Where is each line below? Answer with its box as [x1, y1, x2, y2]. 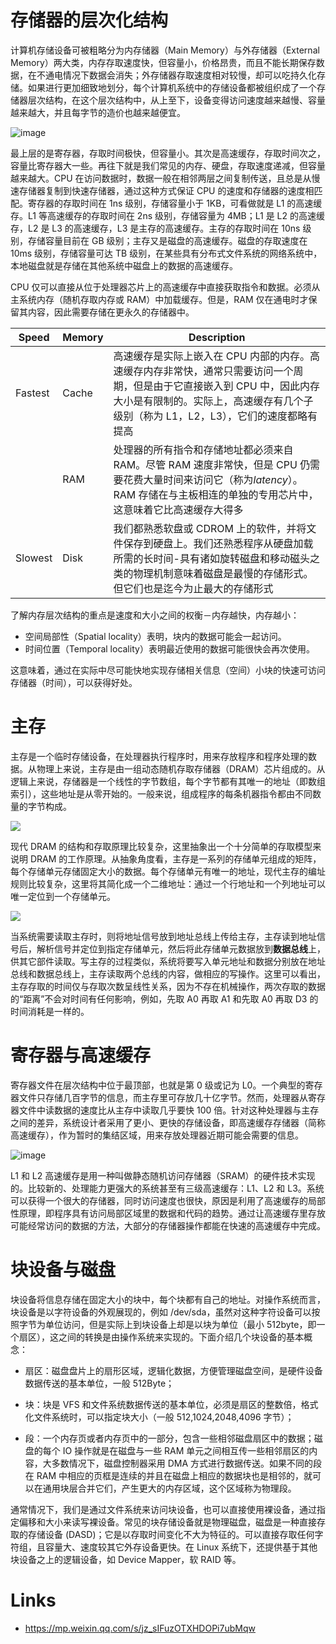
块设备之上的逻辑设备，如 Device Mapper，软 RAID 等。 [10, 1553, 242, 1565]
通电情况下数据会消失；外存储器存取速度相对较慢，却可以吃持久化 [44, 69, 317, 81]
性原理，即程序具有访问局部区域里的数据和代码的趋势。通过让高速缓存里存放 [10, 1207, 326, 1219]
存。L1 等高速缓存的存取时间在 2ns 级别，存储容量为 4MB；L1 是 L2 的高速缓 [10, 209, 326, 221]
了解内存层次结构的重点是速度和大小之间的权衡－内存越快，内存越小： [10, 609, 300, 621]
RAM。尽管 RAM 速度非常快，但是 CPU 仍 [113, 457, 311, 471]
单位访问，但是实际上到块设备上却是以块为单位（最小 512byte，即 [44, 1318, 317, 1330]
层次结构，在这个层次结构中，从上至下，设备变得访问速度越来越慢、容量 [27, 94, 326, 106]
